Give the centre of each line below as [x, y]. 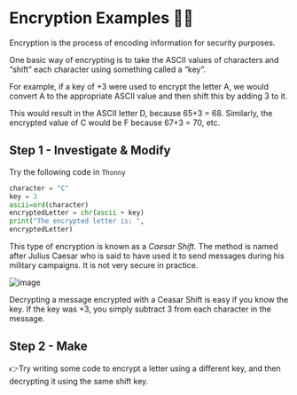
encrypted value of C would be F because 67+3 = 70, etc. [115, 122]
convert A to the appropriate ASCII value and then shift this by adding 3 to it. [148, 96]
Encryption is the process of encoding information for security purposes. [142, 43]
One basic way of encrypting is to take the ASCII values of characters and [144, 59]
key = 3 [23, 196]
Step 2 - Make [48, 347]
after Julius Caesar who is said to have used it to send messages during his [147, 256]
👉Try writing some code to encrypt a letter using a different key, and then [145, 368]
